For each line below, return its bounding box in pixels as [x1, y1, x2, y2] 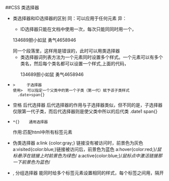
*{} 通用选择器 [12, 119, 48, 124]
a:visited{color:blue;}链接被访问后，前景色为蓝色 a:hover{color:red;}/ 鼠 [12, 146, 162, 152]
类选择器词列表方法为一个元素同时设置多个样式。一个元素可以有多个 [20, 54, 163, 60]
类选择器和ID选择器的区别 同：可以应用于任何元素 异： [12, 15, 127, 21]
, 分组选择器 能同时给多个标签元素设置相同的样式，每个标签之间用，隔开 [12, 170, 164, 176]
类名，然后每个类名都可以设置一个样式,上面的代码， [20, 61, 129, 66]
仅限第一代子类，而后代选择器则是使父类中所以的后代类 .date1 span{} [12, 109, 158, 114]
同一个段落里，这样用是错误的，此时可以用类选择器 [12, 48, 120, 54]
